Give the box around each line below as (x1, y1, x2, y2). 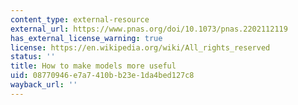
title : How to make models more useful (10, 61, 177, 71)
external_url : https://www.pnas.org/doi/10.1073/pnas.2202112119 (10, 24, 288, 34)
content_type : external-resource (10, 14, 150, 25)
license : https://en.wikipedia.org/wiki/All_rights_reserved (10, 42, 271, 53)
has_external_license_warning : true (10, 33, 163, 43)
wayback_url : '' (10, 80, 78, 90)
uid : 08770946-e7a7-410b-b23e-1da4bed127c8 (10, 71, 195, 81)
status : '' (10, 52, 56, 62)
